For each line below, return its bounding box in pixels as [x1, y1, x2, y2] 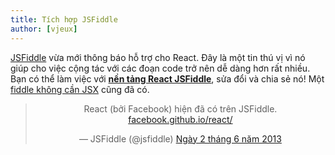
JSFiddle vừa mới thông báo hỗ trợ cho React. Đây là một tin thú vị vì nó [10, 51, 306, 63]
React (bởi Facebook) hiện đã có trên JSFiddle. [83, 102, 278, 115]
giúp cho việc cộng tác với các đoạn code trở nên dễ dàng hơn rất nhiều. [10, 62, 311, 74]
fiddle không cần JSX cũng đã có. [10, 83, 150, 95]
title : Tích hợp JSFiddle [10, 14, 118, 25]
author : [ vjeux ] [10, 24, 78, 34]
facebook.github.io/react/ [128, 113, 233, 125]
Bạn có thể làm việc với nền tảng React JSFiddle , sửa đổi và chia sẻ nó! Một [10, 72, 325, 85]
